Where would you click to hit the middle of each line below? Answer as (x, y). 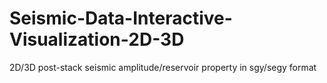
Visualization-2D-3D (97, 39)
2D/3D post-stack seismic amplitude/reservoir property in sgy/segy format (163, 67)
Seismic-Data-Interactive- (121, 18)
